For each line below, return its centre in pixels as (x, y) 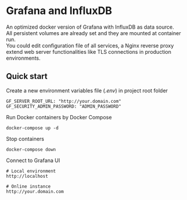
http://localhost (27, 176)
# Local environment (31, 171)
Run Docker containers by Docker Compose (59, 117)
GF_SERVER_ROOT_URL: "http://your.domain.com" (64, 101)
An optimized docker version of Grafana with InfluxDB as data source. (90, 27)
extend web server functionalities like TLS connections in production (89, 51)
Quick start (27, 76)
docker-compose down (31, 149)
